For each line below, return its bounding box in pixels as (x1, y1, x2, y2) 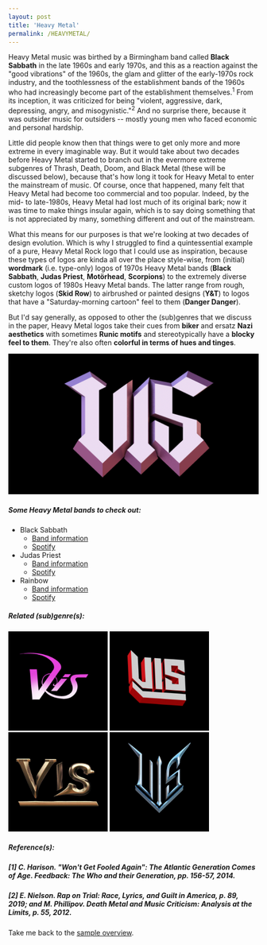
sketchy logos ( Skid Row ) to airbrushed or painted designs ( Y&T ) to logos (8, 289, 250, 298)
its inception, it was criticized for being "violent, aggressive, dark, (8, 96, 222, 106)
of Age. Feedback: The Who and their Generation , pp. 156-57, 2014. (8, 871, 236, 881)
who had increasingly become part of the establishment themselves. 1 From (8, 86, 254, 97)
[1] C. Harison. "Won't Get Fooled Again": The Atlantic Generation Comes (8, 862, 256, 872)
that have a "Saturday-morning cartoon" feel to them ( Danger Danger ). (8, 296, 241, 306)
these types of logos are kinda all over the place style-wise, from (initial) (8, 254, 246, 264)
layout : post (8, 13, 52, 21)
